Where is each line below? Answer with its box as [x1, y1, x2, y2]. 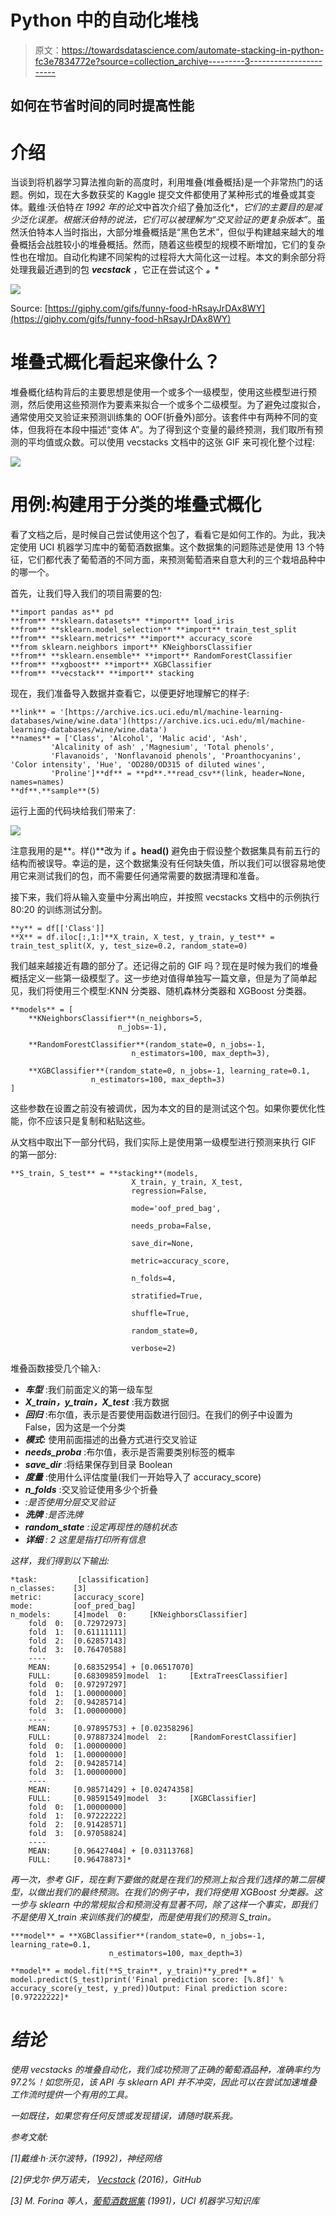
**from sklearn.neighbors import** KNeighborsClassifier [10, 642, 253, 653]
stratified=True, [131, 1291, 203, 1301]
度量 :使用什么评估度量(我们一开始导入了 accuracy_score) [24, 1471, 262, 1483]
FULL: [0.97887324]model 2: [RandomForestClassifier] [28, 1732, 298, 1743]
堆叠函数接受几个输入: [10, 1362, 102, 1375]
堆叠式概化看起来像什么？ [10, 351, 222, 374]
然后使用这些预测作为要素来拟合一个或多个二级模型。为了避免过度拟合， [27, 399, 326, 411]
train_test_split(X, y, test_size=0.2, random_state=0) [10, 941, 248, 951]
